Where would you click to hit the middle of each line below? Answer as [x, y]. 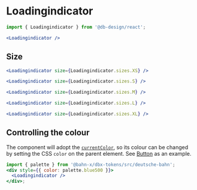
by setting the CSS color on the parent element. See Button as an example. [99, 153]
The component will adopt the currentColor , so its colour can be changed [97, 147]
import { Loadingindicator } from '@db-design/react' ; [76, 27]
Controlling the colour [48, 133]
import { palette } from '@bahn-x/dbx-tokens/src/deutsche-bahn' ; [91, 164]
